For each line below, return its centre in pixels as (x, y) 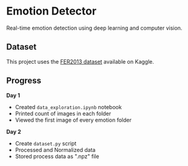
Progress (24, 81)
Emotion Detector (52, 11)
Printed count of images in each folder (63, 113)
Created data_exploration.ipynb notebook (69, 107)
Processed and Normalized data (55, 150)
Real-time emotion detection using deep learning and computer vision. (94, 28)
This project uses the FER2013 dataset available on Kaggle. (80, 61)
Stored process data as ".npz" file (57, 156)
